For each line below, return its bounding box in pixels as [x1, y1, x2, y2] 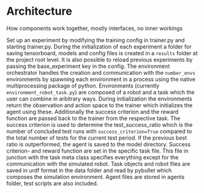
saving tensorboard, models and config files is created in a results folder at [6, 49, 198, 56]
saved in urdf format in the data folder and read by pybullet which [6, 167, 172, 174]
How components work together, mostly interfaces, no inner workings [6, 25, 183, 32]
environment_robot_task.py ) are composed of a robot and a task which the [6, 88, 195, 96]
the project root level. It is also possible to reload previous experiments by [6, 56, 193, 63]
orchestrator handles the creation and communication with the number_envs [6, 69, 196, 76]
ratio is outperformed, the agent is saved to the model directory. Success [6, 140, 191, 148]
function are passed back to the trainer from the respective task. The [6, 115, 181, 122]
